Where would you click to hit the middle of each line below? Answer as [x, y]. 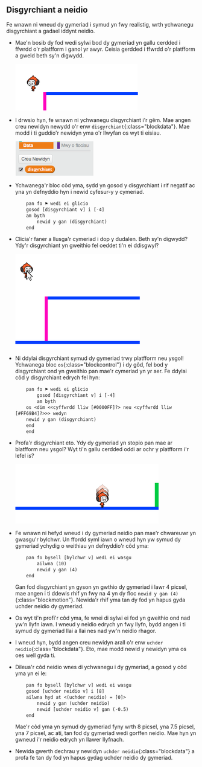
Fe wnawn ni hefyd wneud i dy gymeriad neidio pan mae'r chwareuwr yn [105, 533]
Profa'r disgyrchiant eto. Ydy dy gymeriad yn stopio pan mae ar [94, 443]
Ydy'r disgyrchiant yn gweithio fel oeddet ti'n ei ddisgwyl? [87, 245]
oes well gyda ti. [35, 655]
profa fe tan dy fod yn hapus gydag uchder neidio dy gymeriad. [94, 757]
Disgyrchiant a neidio [47, 10]
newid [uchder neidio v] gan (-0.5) [83, 709]
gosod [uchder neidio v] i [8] [65, 691]
